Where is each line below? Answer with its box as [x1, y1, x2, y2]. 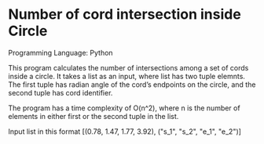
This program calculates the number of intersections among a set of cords [8, 63, 249, 72]
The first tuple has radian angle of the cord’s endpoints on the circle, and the [8, 80, 256, 89]
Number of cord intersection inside [8, 5, 241, 23]
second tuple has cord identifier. [8, 88, 113, 97]
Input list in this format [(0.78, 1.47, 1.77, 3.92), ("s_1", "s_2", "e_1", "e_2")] [8, 127, 242, 136]
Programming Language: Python [8, 48, 113, 57]
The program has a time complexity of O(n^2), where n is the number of [8, 103, 241, 113]
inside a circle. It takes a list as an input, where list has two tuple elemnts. [8, 71, 246, 81]
